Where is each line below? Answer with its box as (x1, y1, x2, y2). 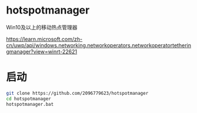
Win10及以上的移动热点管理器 (6, 24, 78, 31)
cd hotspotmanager (6, 95, 51, 102)
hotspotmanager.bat (6, 101, 54, 107)
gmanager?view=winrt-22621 (6, 48, 78, 55)
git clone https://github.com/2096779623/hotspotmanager (6, 90, 149, 96)
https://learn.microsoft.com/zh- (6, 35, 83, 42)
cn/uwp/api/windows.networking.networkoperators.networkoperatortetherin (6, 42, 191, 49)
